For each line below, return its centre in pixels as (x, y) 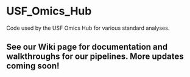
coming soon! (33, 66)
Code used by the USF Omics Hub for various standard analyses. (88, 28)
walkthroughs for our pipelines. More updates (95, 57)
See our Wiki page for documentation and (87, 47)
